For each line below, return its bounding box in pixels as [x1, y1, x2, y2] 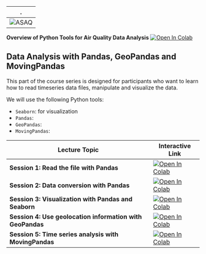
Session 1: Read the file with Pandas [9, 163, 118, 172]
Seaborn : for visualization [15, 107, 78, 115]
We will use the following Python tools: [6, 95, 104, 103]
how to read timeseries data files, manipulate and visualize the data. [6, 84, 178, 91]
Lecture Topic [57, 145, 99, 154]
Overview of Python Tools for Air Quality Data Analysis [6, 34, 149, 41]
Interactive [158, 141, 191, 150]
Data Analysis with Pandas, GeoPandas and [6, 51, 177, 62]
